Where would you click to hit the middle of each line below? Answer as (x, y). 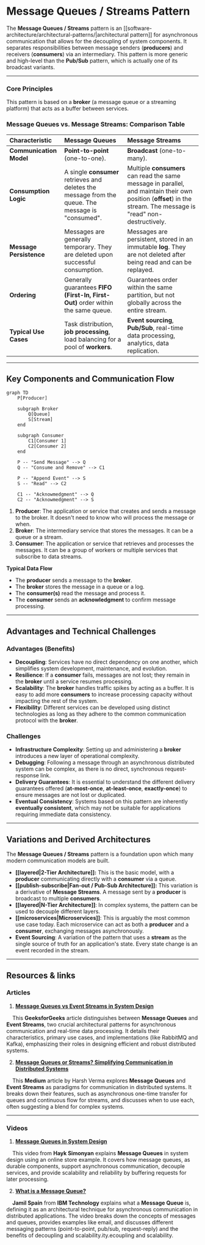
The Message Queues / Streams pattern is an (64, 28)
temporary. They (88, 247)
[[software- (138, 28)
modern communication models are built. (58, 861)
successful (80, 262)
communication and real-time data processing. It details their (83, 1030)
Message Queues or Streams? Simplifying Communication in (94, 1062)
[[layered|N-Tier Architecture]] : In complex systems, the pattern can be (106, 905)
